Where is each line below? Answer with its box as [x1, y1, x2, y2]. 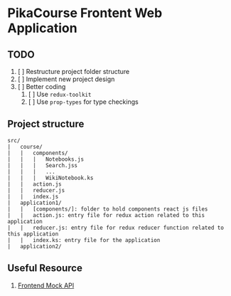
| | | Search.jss [7, 162, 78, 169]
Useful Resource [7, 262, 83, 275]
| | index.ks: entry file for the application [7, 236, 161, 243]
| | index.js [7, 193, 59, 200]
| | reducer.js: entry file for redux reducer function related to [7, 224, 224, 231]
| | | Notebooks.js [7, 155, 84, 163]
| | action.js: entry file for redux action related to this [7, 211, 205, 218]
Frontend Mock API [17, 281, 75, 290]
